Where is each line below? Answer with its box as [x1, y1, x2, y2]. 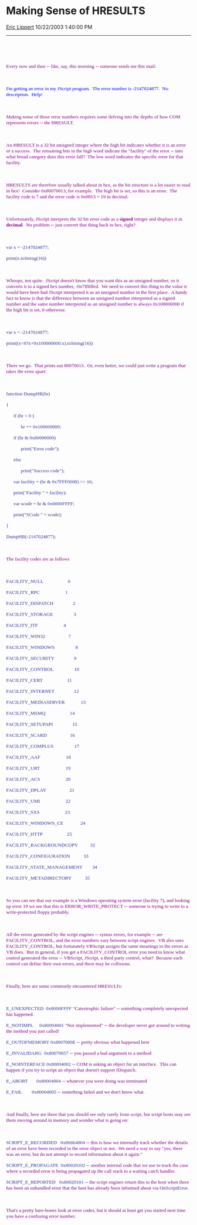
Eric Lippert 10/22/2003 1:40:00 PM [6, 23, 93, 30]
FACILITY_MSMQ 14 [6, 710, 75, 716]
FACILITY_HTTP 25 [6, 831, 72, 837]
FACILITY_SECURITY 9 [6, 655, 77, 661]
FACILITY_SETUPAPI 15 [6, 721, 78, 727]
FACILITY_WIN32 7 [6, 633, 72, 639]
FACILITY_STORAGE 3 [6, 611, 76, 617]
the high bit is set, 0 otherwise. [6, 307, 66, 313]
